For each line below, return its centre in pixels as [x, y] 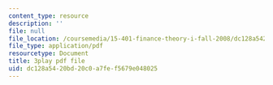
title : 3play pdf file [47, 62]
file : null [27, 31]
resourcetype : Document [49, 53]
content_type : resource [49, 16]
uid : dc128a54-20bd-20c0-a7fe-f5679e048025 [83, 69]
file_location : [34, 38]
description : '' [36, 23]
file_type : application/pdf [56, 46]
